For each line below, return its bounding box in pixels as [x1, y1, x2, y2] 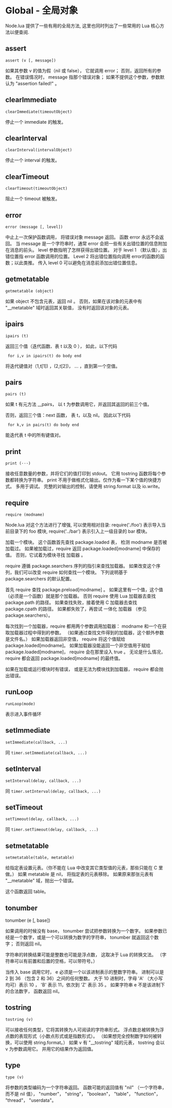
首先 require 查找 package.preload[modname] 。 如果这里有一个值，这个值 [5, 587, 163, 593]
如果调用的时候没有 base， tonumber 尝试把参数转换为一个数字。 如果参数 [5, 927, 163, 934]
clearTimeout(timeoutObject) [5, 186, 68, 191]
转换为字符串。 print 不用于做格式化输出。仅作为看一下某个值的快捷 [14, 477, 158, 483]
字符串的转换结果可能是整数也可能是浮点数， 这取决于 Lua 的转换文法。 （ [5, 951, 162, 958]
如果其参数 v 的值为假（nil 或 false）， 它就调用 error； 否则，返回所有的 [5, 67, 157, 73]
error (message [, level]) [5, 224, 63, 229]
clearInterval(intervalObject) [5, 147, 72, 153]
